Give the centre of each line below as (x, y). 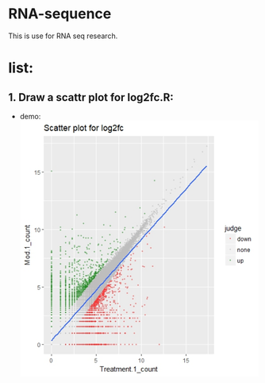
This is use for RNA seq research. (63, 36)
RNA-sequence (60, 14)
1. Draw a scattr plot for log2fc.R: (91, 97)
